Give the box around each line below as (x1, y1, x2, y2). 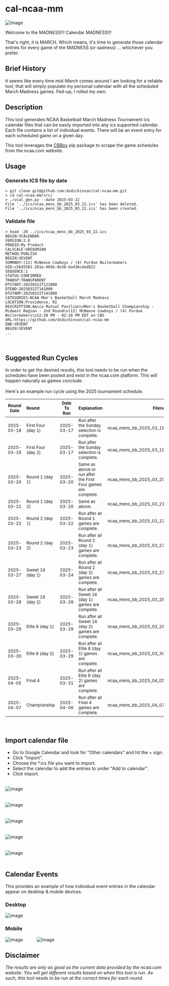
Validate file (5, 218, 35, 225)
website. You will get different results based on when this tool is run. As (5, 970, 153, 976)
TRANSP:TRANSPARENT (5, 278, 46, 283)
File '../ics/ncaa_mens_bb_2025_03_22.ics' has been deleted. (5, 202, 138, 207)
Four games (78, 482, 102, 488)
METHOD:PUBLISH (5, 251, 37, 256)
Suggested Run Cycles (5, 353, 78, 362)
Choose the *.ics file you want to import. (12, 760, 96, 766)
